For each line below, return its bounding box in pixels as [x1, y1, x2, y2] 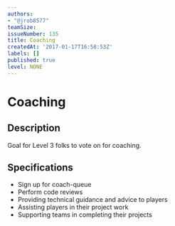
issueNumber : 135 [7, 30, 59, 38]
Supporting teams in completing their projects [17, 210, 153, 219]
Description [7, 122, 60, 134]
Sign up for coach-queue [17, 181, 92, 189]
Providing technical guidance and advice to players [17, 195, 169, 204]
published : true [7, 57, 55, 64]
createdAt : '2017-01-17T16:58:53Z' [7, 43, 113, 50]
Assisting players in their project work [17, 203, 129, 212]
